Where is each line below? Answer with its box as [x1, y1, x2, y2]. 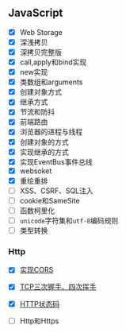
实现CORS [19, 265, 54, 275]
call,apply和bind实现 [19, 57, 87, 67]
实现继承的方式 [19, 147, 69, 157]
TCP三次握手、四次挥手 [19, 282, 97, 292]
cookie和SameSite [19, 196, 81, 205]
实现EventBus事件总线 [19, 157, 93, 166]
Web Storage [19, 27, 63, 37]
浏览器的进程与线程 [19, 127, 83, 137]
